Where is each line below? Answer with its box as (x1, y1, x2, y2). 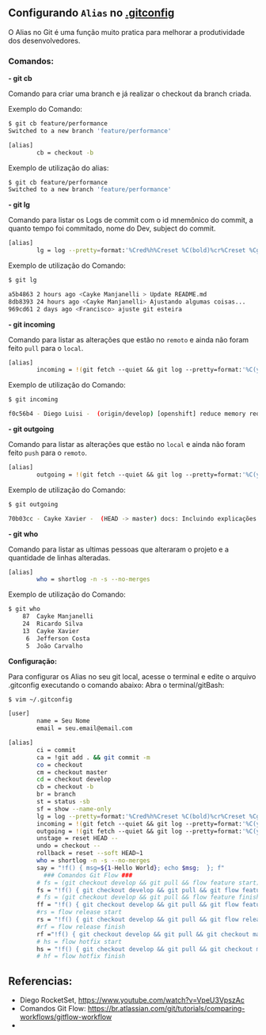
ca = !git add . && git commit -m (36, 753, 150, 762)
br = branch (36, 790, 77, 799)
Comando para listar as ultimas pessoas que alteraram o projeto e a (8, 544, 230, 554)
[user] (8, 709, 30, 718)
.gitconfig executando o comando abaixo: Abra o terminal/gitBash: (8, 680, 225, 689)
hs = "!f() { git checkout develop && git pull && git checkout (36, 945, 253, 953)
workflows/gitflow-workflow (19, 1012, 112, 1022)
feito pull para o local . (8, 343, 84, 353)
